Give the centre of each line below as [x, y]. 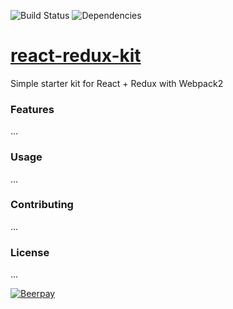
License [30, 252]
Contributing [42, 205]
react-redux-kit [76, 56]
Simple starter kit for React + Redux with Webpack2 [117, 83]
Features [32, 109]
